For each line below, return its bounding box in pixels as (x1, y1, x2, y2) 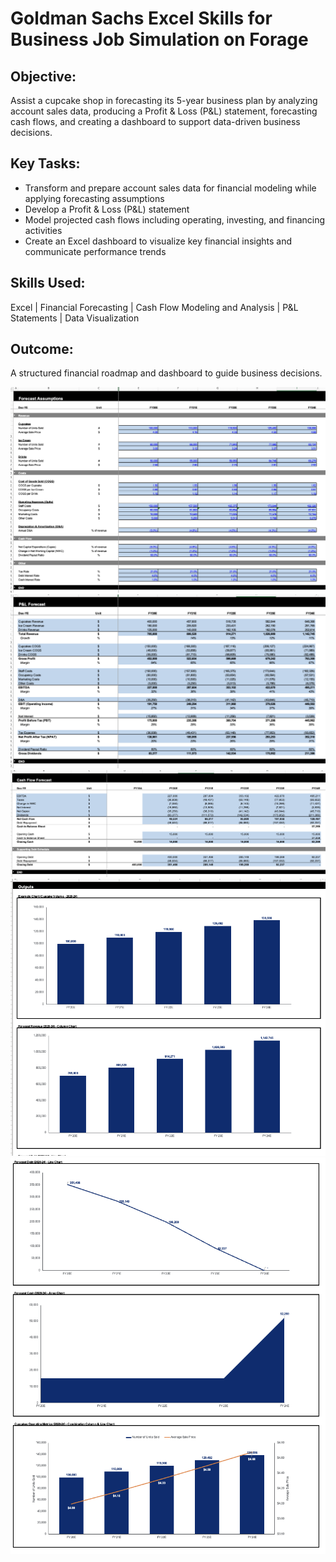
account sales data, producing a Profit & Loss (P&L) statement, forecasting (10, 105, 318, 117)
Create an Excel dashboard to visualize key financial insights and (24, 235, 293, 247)
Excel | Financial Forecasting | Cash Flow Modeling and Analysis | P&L (10, 301, 299, 313)
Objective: (10, 68, 77, 85)
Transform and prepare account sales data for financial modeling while (24, 182, 317, 194)
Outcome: (10, 341, 74, 358)
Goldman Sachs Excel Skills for (10, 7, 273, 30)
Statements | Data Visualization (10, 312, 140, 324)
